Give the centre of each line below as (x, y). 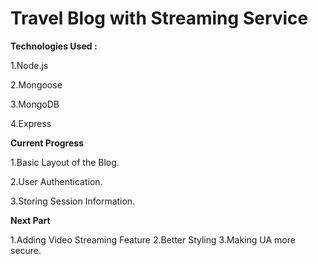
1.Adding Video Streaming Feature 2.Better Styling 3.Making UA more (153, 239)
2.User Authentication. (56, 181)
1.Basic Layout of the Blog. (65, 162)
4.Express (31, 123)
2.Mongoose (36, 84)
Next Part (30, 220)
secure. (26, 250)
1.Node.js (29, 65)
